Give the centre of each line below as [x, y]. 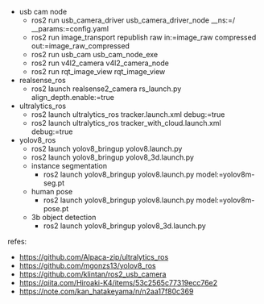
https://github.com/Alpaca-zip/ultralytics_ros [94, 257]
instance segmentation [69, 166]
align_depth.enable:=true [72, 97]
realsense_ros [42, 80]
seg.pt [54, 183]
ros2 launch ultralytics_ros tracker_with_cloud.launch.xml [126, 123]
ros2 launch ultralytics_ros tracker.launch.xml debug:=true [128, 115]
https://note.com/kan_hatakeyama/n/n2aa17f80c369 [106, 291]
